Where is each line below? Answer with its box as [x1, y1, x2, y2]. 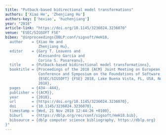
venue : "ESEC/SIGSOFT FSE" [5, 30, 61, 35]
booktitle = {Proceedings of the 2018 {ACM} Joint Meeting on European [9, 67, 161, 72]
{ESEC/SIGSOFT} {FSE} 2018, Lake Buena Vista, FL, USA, [38, 76, 156, 81]
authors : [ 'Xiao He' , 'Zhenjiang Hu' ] [5, 12, 85, 17]
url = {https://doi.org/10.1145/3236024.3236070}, [9, 99, 129, 104]
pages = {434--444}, [9, 85, 61, 90]
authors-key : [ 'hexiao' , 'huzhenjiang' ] [5, 16, 90, 21]
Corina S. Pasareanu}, [38, 58, 85, 63]
